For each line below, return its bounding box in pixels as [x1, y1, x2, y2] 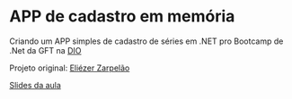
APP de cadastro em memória [9, 6, 235, 27]
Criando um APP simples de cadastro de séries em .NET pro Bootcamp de [9, 36, 284, 46]
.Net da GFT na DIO [9, 45, 82, 55]
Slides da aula [9, 79, 61, 90]
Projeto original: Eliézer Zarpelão [9, 62, 130, 73]
